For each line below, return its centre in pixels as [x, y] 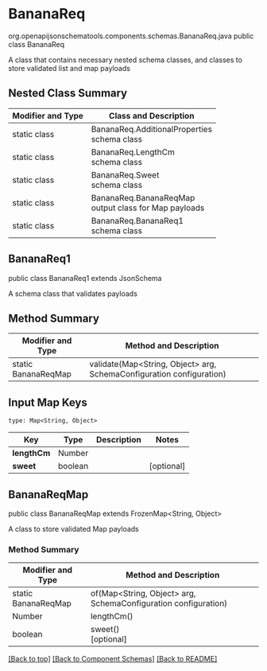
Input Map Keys [48, 402]
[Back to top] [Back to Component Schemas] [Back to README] [113, 659]
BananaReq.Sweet [125, 174]
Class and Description [151, 115]
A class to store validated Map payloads [74, 529]
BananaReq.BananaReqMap [143, 197]
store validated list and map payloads [70, 68]
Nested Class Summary [68, 94]
